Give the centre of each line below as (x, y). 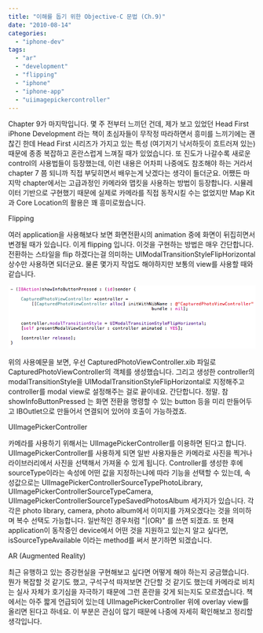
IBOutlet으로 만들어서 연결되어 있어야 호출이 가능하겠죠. (101, 411)
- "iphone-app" (40, 91)
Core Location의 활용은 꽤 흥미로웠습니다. (81, 203)
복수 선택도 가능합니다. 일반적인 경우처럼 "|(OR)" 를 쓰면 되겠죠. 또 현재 (125, 520)
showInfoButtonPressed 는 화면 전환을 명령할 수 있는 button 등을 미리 (117, 402)
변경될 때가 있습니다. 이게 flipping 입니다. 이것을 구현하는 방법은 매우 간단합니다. (131, 245)
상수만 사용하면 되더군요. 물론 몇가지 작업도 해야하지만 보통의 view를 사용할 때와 (131, 265)
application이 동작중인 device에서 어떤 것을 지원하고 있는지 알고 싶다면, (119, 531)
